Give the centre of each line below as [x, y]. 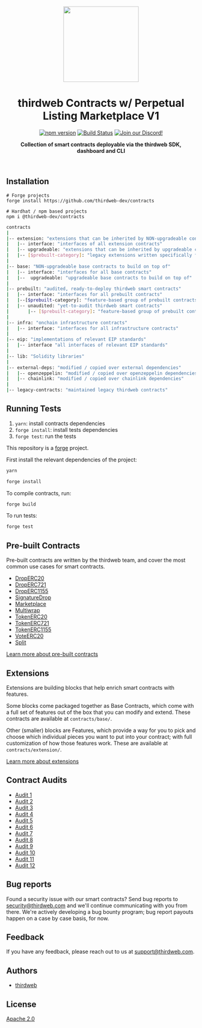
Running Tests [34, 409]
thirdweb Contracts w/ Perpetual [101, 103]
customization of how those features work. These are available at [87, 743]
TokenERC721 [32, 623]
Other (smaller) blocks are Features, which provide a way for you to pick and [101, 730]
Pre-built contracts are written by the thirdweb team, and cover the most [96, 560]
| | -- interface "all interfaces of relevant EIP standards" [87, 345]
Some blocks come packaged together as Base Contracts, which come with [100, 705]
